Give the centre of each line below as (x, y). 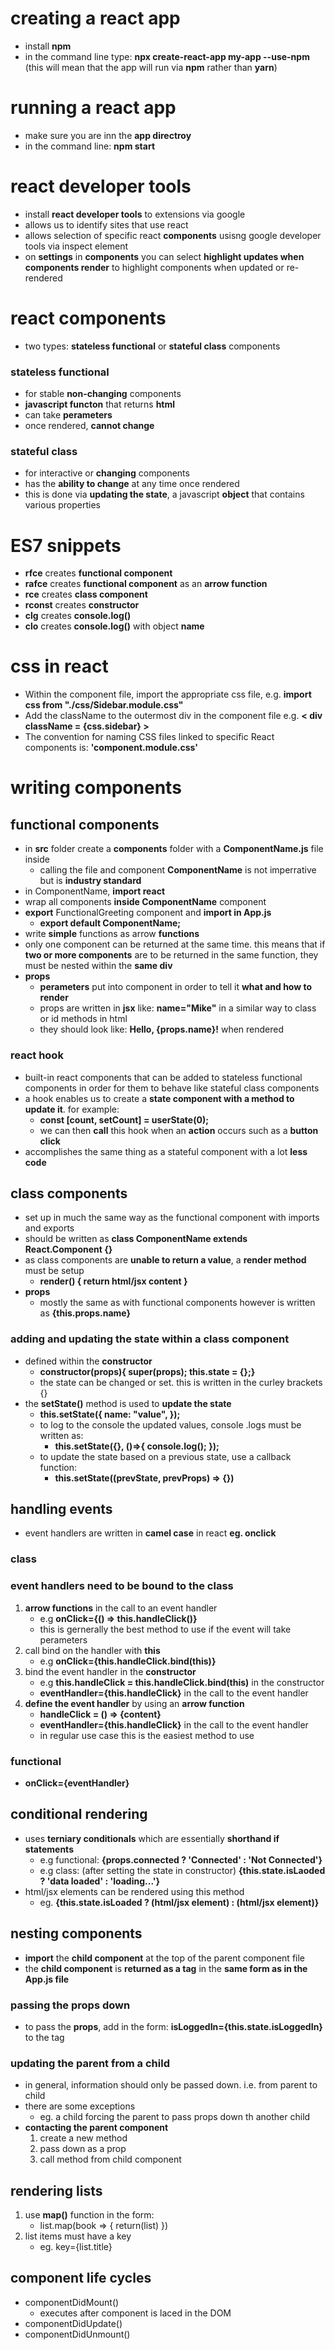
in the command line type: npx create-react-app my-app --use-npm (167, 56)
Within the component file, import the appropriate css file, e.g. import (168, 694)
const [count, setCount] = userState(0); (124, 1119)
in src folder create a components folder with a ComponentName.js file (174, 849)
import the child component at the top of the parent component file (165, 1958)
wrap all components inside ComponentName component (145, 902)
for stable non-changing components (103, 394)
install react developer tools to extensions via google (135, 214)
